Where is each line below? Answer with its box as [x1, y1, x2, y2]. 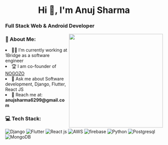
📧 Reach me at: [11, 92, 43, 98]
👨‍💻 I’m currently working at [11, 47, 67, 53]
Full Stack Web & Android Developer [5, 22, 95, 29]
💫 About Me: [5, 36, 36, 43]
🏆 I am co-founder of [11, 63, 56, 69]
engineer [5, 57, 24, 64]
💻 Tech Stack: [5, 115, 41, 122]
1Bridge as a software [5, 52, 50, 58]
